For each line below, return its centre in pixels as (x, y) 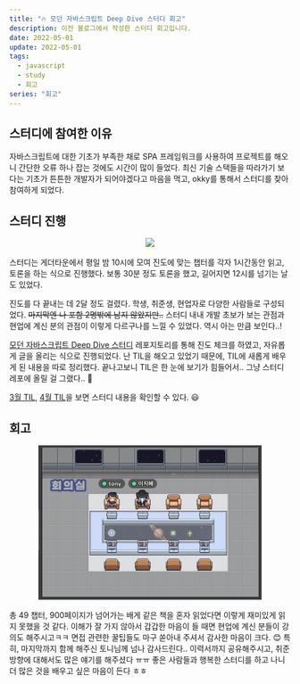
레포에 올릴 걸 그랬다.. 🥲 (51, 378)
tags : (19, 57)
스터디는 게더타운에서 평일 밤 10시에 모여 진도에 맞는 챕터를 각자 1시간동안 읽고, (147, 262)
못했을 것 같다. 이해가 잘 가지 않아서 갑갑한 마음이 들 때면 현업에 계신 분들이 (149, 626)
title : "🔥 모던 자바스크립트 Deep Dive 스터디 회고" (97, 19)
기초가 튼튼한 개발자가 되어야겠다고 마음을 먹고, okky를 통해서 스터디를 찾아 (157, 179)
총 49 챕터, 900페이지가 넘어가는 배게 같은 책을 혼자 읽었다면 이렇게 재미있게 (143, 615)
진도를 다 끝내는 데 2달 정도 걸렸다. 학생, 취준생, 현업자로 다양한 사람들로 (135, 304)
